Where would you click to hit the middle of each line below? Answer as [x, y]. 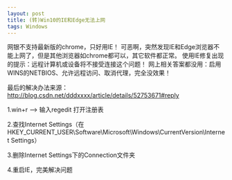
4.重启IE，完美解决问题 [40, 170]
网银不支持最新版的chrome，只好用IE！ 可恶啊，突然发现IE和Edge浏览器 [110, 47]
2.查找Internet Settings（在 [46, 125]
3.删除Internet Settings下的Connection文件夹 [71, 155]
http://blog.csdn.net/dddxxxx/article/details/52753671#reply [93, 96]
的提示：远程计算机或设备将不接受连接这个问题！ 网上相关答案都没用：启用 [114, 64]
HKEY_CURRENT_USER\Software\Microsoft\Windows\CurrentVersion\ [106, 132]
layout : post [26, 13]
